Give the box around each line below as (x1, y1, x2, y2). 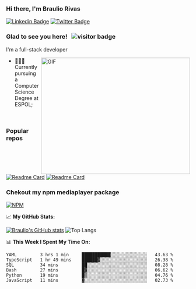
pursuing (14, 70, 36, 77)
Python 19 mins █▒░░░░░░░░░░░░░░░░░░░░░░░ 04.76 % (6, 272, 174, 278)
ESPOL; (14, 101, 33, 108)
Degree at (14, 94, 39, 101)
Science (14, 88, 34, 95)
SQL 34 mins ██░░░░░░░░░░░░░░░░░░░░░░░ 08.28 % (6, 262, 174, 268)
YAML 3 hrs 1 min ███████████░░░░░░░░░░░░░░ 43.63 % (6, 252, 174, 257)
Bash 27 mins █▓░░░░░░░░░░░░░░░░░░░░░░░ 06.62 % (6, 267, 174, 273)
